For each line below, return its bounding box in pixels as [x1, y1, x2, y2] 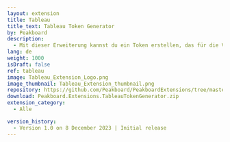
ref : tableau [7, 67, 44, 74]
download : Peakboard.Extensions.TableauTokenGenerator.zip [7, 93, 179, 100]
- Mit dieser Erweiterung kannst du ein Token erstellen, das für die [13, 42, 219, 49]
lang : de [7, 49, 32, 56]
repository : [7, 86, 41, 93]
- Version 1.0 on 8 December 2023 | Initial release [13, 124, 167, 131]
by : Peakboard [7, 29, 48, 36]
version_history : [7, 118, 57, 125]
